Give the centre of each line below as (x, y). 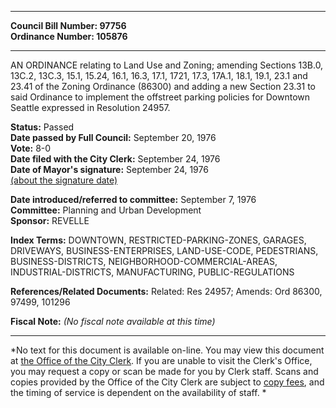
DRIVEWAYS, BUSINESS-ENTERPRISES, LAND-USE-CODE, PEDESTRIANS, (164, 250)
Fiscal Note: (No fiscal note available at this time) (113, 321)
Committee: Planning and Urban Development (106, 210)
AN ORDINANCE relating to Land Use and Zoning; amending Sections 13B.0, (167, 65)
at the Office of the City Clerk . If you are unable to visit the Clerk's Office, (161, 360)
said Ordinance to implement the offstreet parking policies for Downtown (160, 97)
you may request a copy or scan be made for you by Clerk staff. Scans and (164, 371)
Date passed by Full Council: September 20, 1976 (113, 137)
